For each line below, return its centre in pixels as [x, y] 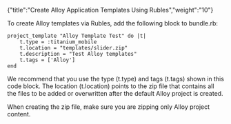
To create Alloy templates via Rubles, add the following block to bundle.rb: [113, 23]
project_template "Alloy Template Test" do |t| [77, 36]
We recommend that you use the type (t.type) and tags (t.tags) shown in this [115, 79]
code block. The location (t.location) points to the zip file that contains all [111, 86]
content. [19, 114]
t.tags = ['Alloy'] [48, 60]
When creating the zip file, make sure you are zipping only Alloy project [109, 107]
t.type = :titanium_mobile [58, 42]
